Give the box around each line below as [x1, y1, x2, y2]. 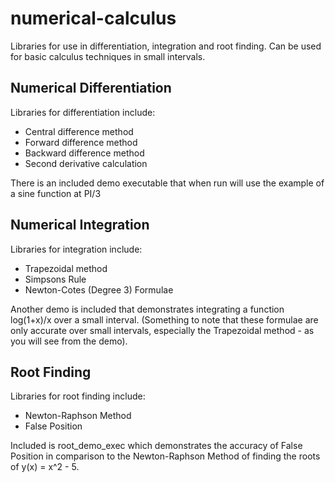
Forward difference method [24, 136, 138, 148]
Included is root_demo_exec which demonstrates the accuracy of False [10, 440, 303, 452]
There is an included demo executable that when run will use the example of [10, 177, 325, 189]
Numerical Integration [10, 217, 150, 234]
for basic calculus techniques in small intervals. [10, 50, 206, 62]
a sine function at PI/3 [10, 187, 102, 199]
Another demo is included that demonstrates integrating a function [10, 303, 285, 315]
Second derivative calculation [24, 157, 148, 169]
